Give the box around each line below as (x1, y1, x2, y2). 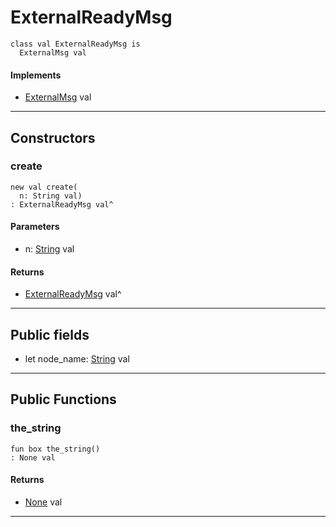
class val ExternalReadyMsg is (10, 39, 141, 49)
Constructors (10, 129, 96, 146)
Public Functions (10, 391, 117, 408)
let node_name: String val (24, 353, 130, 365)
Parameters (10, 221, 60, 233)
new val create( (10, 182, 78, 192)
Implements (10, 69, 62, 81)
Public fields (10, 326, 90, 343)
